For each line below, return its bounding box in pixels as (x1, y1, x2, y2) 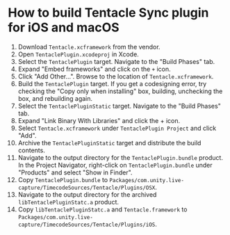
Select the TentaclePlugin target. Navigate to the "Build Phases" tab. (17, 57, 215, 65)
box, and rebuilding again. (17, 94, 93, 102)
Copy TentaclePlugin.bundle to (17, 175, 108, 184)
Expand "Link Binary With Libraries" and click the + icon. (17, 116, 180, 124)
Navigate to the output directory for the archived (17, 190, 157, 199)
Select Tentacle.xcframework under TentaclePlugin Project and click (17, 124, 217, 132)
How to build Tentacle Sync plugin (8, 5, 209, 21)
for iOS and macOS (8, 19, 120, 35)
